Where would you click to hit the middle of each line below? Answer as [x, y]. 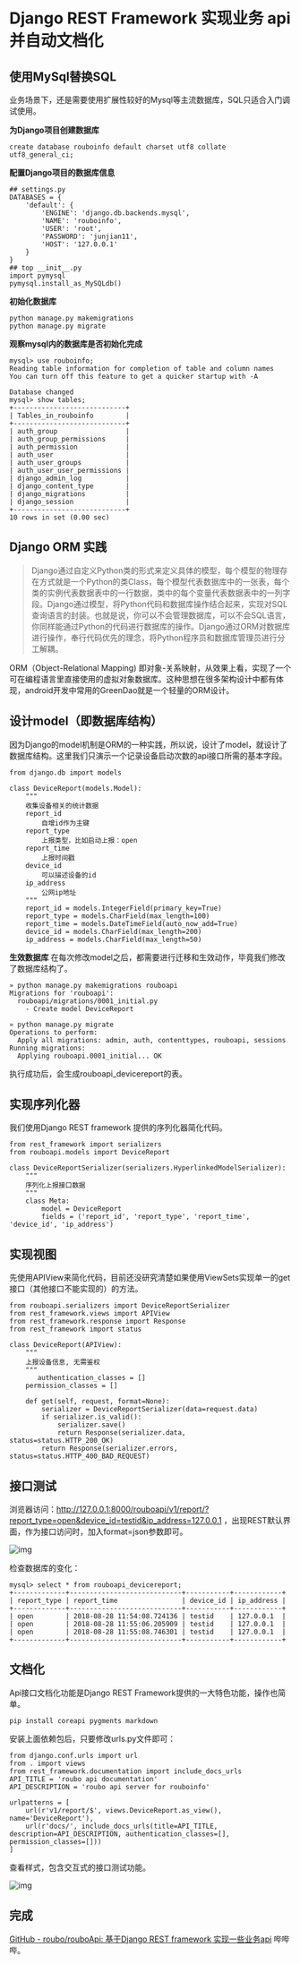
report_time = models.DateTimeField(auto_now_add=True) [132, 923]
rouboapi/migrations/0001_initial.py [88, 1001]
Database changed [42, 392]
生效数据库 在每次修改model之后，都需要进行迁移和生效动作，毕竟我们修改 [147, 957]
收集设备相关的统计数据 [62, 806]
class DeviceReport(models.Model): [76, 788]
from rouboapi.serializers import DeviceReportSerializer [120, 1306]
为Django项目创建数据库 [55, 130]
